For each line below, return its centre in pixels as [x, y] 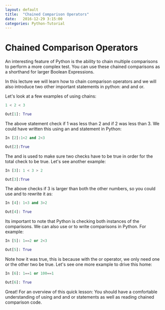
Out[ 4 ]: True [18, 212]
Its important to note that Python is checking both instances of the [72, 221]
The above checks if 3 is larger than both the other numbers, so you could [81, 189]
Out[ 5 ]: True [18, 250]
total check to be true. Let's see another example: [55, 161]
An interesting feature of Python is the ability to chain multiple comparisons [82, 62]
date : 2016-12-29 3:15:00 [34, 19]
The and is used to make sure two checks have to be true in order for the [79, 156]
